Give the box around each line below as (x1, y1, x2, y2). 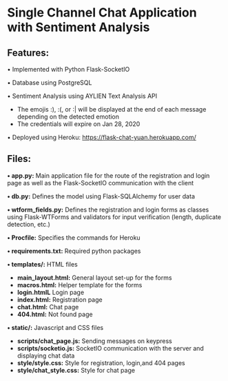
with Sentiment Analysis (7, 19, 150, 35)
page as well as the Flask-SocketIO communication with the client (7, 178, 194, 187)
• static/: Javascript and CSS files (7, 323, 104, 331)
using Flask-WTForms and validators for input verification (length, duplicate (7, 212, 222, 221)
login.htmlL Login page (17, 288, 85, 296)
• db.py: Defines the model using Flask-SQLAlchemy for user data (7, 192, 195, 200)
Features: (7, 47, 50, 59)
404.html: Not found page (17, 310, 93, 318)
